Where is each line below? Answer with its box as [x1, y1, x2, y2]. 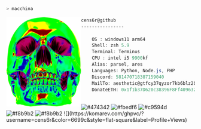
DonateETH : [92, 87, 119, 93]
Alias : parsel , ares [92, 62, 143, 67]
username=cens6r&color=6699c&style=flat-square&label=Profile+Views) [6, 116, 187, 124]
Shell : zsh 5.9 [92, 42, 130, 48]
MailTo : [92, 80, 111, 86]
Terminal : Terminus [92, 49, 141, 55]
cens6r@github [81, 17, 117, 23]
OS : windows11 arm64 [92, 36, 145, 42]
